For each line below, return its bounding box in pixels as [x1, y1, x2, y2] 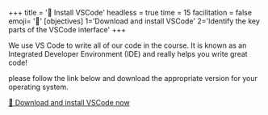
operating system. [8, 82, 69, 92]
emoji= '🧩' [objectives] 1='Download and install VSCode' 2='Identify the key [8, 16, 261, 26]
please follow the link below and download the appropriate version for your [8, 74, 258, 83]
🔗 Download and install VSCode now [8, 98, 131, 107]
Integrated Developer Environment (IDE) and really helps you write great [8, 49, 248, 58]
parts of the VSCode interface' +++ [8, 25, 127, 34]
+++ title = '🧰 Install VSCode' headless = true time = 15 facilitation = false [8, 8, 253, 17]
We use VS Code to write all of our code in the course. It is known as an [8, 40, 247, 50]
